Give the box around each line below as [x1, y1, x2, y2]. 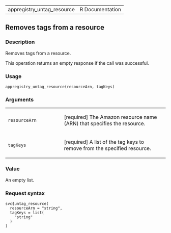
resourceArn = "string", [10, 205, 63, 211]
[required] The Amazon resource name [64, 114, 157, 121]
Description [5, 38, 35, 45]
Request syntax [5, 190, 45, 197]
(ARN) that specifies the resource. [64, 120, 146, 127]
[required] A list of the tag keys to [64, 139, 144, 146]
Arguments [5, 96, 34, 103]
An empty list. [5, 177, 35, 183]
